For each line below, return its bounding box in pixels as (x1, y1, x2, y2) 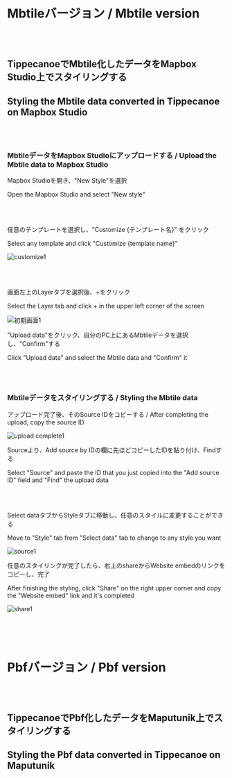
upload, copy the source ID (7, 417, 84, 427)
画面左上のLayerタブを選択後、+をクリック (7, 288, 130, 297)
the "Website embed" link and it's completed (7, 591, 135, 599)
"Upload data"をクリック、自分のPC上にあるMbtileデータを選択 (7, 331, 188, 340)
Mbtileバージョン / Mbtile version (7, 6, 200, 22)
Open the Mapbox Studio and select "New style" (7, 190, 145, 199)
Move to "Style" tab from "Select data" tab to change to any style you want (7, 533, 222, 542)
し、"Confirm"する (7, 340, 61, 348)
